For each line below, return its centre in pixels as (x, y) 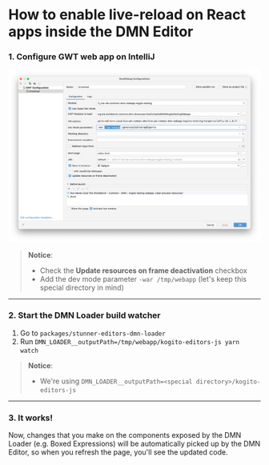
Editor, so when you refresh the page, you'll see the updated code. (118, 452)
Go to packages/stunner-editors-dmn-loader (92, 333)
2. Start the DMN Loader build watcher (84, 315)
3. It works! (31, 418)
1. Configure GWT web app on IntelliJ (82, 57)
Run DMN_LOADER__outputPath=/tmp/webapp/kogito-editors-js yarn (130, 341)
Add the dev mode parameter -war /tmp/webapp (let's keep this (143, 279)
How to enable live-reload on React (127, 15)
